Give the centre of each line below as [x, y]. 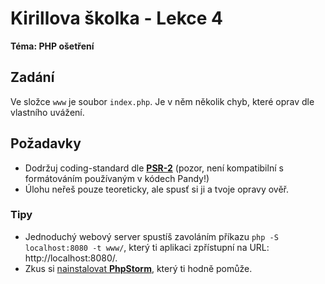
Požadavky [46, 143]
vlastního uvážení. [47, 112]
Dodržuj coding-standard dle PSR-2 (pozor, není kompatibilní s [154, 168]
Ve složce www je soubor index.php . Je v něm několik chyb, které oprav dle [162, 101]
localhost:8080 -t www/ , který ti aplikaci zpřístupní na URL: [147, 247]
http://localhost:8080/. [71, 258]
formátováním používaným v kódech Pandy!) [117, 178]
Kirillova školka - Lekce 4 [117, 18]
